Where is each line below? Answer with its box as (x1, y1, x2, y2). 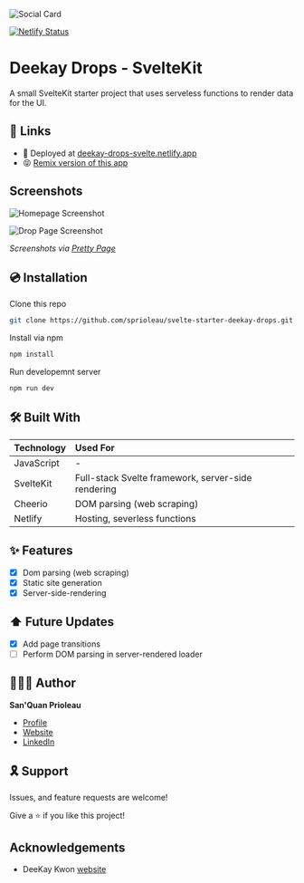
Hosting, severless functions (75, 512, 196, 524)
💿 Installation (9, 270, 88, 285)
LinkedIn (22, 736, 55, 747)
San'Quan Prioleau (9, 699, 81, 710)
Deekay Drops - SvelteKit (9, 58, 204, 79)
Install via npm (9, 332, 63, 343)
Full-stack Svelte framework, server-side (75, 471, 252, 484)
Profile (22, 716, 48, 728)
